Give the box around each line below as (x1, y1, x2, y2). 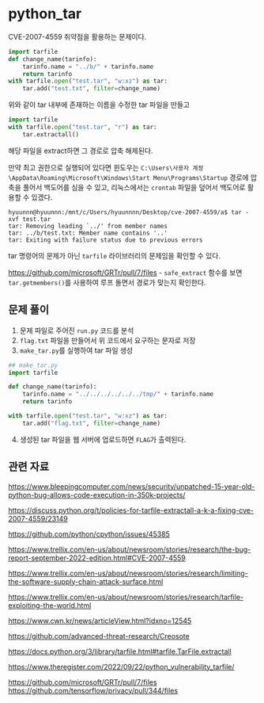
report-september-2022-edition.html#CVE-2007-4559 (8, 552, 186, 563)
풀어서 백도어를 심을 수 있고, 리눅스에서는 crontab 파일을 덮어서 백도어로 (22, 182, 246, 192)
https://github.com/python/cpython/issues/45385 (8, 529, 170, 539)
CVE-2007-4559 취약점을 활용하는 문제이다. (8, 32, 147, 41)
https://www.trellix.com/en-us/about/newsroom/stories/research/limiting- (8, 568, 249, 578)
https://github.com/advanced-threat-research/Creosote (8, 631, 190, 640)
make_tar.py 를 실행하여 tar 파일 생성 (19, 346, 133, 355)
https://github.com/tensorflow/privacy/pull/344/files (8, 686, 179, 695)
